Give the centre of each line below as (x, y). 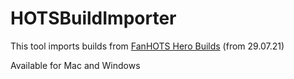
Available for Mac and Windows (75, 65)
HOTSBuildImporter (93, 18)
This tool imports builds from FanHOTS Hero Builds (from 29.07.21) (147, 46)
